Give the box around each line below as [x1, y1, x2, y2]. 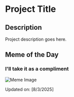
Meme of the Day [5, 50, 59, 59]
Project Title [5, 3, 56, 15]
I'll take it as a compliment [5, 65, 69, 72]
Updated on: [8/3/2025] [5, 86, 54, 92]
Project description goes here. [5, 36, 67, 42]
